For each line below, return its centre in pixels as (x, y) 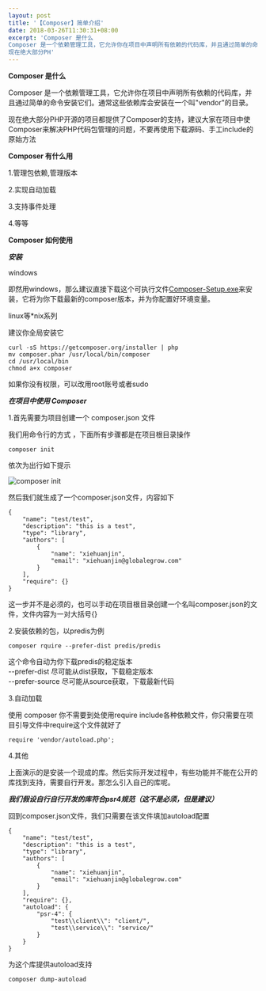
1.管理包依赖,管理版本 (43, 173)
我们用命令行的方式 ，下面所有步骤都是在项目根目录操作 (99, 435)
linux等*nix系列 (33, 316)
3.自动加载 (25, 698)
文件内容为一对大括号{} (59, 614)
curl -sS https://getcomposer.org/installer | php (93, 347)
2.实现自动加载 (32, 190)
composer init (32, 450)
